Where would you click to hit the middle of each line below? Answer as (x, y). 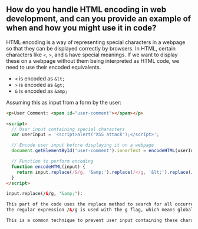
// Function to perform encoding (52, 161)
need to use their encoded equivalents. (54, 67)
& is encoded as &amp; (41, 91)
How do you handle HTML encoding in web (86, 10)
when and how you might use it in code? (81, 28)
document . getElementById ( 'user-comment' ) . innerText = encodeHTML (93, 151)
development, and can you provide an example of (99, 19)
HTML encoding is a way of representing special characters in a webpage (96, 42)
